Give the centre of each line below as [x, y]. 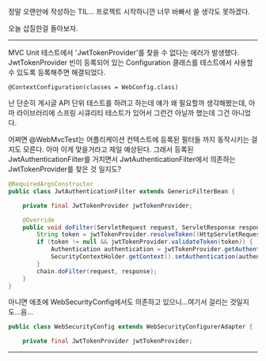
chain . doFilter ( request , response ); [97, 271]
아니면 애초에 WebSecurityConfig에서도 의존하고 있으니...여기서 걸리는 [118, 302]
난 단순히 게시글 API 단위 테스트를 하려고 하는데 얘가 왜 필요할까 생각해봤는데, [127, 103]
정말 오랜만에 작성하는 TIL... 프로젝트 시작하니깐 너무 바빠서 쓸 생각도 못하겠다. [129, 11]
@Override [39, 220]
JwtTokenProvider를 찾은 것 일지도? [65, 169]
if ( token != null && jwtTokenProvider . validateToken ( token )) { [145, 242]
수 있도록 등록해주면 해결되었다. [57, 72]
